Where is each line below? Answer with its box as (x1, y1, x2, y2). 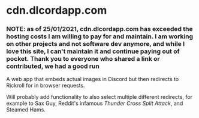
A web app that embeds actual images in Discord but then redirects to (6, 76, 179, 83)
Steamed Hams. (6, 106, 46, 113)
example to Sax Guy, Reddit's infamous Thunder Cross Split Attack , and (6, 100, 183, 107)
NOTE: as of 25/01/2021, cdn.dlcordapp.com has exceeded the (6, 25, 193, 33)
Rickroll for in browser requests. (6, 82, 85, 89)
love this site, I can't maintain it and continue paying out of (6, 47, 180, 55)
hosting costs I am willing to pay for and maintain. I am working (6, 32, 194, 41)
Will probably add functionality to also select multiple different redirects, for (6, 94, 193, 101)
